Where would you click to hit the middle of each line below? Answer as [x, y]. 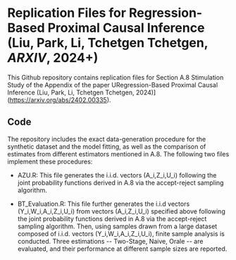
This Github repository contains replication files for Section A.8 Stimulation [116, 77]
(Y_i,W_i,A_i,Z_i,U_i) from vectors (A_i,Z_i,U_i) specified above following [121, 211]
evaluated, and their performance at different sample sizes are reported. [122, 249]
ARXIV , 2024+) [53, 58]
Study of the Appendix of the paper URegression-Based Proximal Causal [113, 85]
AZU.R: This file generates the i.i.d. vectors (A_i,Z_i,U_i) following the [117, 175]
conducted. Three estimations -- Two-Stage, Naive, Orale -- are [110, 241]
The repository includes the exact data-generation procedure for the [107, 139]
